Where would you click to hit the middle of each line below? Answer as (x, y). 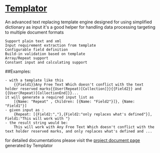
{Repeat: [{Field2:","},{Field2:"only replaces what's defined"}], (83, 114)
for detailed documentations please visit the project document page (73, 140)
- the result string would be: (36, 123)
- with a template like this (34, 80)
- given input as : (25, 110)
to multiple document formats (35, 32)
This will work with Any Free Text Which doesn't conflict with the (84, 127)
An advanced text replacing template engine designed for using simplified (79, 22)
